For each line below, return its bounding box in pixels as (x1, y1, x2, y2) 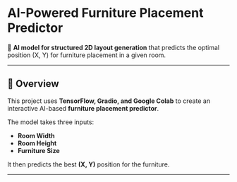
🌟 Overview (7, 78, 59, 90)
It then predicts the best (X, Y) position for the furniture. (7, 160, 170, 169)
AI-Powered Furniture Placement (7, 5, 204, 21)
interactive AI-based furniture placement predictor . (7, 104, 159, 112)
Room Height (17, 139, 57, 147)
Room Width (17, 131, 55, 140)
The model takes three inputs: (7, 118, 95, 126)
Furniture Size (17, 146, 60, 154)
